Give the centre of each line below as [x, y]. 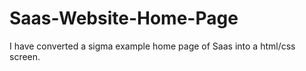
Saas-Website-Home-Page [124, 18]
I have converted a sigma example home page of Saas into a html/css [152, 46]
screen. [25, 56]
